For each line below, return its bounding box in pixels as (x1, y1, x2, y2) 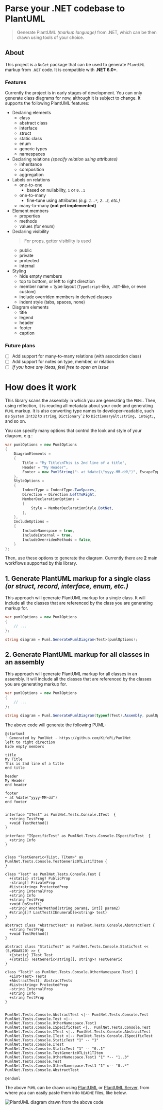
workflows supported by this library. (5, 560, 78, 566)
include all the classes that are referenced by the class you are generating (5, 600, 153, 606)
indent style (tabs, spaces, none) (19, 299, 85, 305)
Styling (12, 268, 27, 274)
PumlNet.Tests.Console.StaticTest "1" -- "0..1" (5, 1046, 105, 1051)
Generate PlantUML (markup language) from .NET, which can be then (16, 29, 157, 35)
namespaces (19, 151, 45, 157)
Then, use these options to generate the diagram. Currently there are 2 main (5, 555, 158, 561)
